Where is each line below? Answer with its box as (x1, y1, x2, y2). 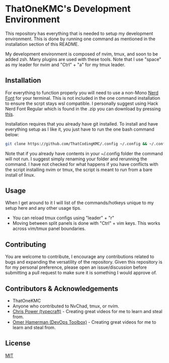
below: (5, 132, 19, 138)
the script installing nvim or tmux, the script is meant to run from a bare (5, 166, 152, 172)
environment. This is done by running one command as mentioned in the (5, 36, 156, 42)
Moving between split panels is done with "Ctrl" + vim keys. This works (12, 220, 160, 226)
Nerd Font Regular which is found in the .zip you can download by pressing (5, 105, 161, 111)
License (5, 339, 31, 348)
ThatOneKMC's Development (5, 3, 131, 15)
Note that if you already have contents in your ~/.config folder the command (5, 150, 163, 156)
